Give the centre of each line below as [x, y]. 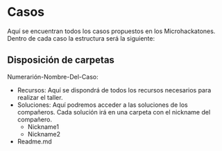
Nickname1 [43, 127]
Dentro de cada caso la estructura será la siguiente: [81, 38]
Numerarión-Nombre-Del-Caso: [53, 77]
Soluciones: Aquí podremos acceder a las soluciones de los [103, 105]
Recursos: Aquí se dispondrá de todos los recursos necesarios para [114, 90]
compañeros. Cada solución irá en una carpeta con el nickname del [114, 112]
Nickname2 [44, 134]
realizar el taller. [40, 97]
